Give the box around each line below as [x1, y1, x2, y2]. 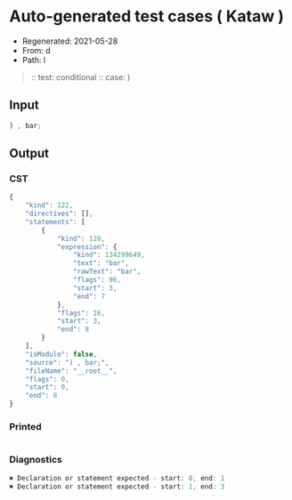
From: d [21, 44, 51, 55]
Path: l [21, 54, 46, 65]
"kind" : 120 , [56, 234, 105, 243]
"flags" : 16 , [56, 309, 105, 318]
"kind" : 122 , [25, 201, 74, 210]
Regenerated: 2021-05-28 [21, 36, 118, 46]
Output [9, 146, 49, 161]
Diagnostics [9, 454, 62, 466]
